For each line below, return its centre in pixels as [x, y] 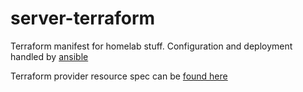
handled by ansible [49, 56]
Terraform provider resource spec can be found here [119, 76]
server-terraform [83, 18]
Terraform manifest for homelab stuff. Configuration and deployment [151, 46]
